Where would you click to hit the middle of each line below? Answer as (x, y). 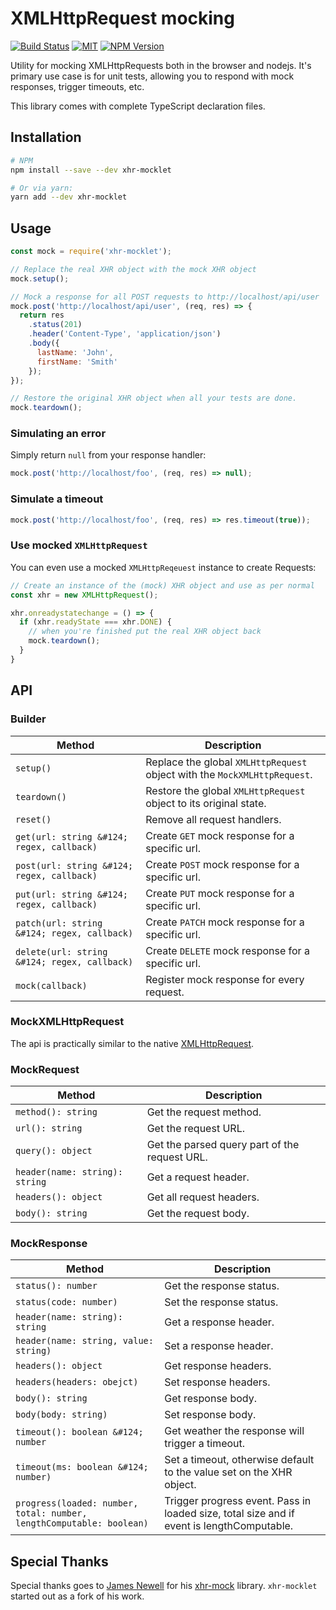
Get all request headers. (203, 1197)
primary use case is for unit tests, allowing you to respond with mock (152, 76)
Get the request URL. (195, 1129)
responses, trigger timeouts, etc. (77, 86)
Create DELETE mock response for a (227, 950)
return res (42, 315)
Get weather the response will (234, 1431)
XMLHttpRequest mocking (122, 18)
